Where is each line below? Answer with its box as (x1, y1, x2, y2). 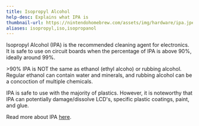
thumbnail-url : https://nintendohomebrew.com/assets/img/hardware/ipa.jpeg (6, 20, 197, 25)
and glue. (6, 102, 30, 109)
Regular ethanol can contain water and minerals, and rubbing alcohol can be (6, 72, 192, 79)
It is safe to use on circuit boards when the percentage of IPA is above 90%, (6, 48, 192, 55)
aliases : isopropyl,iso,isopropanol (6, 25, 97, 31)
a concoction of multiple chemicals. (6, 78, 94, 85)
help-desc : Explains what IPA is (6, 14, 89, 20)
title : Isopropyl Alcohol (6, 8, 70, 15)
